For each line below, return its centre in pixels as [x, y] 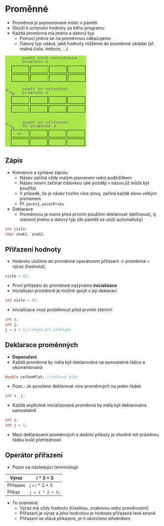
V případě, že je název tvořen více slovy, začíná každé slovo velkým [88, 193]
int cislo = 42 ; [22, 301]
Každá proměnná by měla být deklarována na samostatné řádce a [79, 362]
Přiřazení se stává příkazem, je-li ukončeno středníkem [75, 519]
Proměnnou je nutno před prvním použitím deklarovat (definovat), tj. [88, 214]
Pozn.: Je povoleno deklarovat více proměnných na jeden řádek [77, 386]
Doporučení [25, 357]
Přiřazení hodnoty [33, 249]
